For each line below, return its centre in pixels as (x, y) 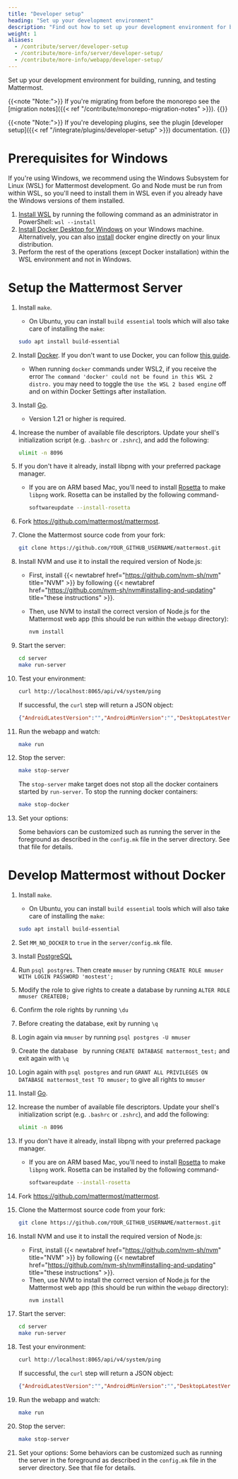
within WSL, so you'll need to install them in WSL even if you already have (115, 193)
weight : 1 (23, 34)
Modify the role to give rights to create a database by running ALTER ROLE (124, 989)
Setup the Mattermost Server (95, 288)
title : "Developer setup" (46, 14)
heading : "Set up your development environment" (81, 20)
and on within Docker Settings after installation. (97, 391)
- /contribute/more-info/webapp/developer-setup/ (89, 60)
